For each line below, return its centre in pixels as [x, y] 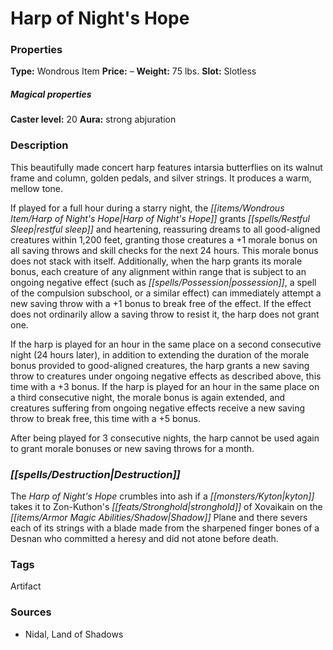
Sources [31, 612]
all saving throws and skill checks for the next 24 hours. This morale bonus [164, 250]
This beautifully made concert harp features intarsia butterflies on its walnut [166, 167]
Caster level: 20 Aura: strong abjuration [93, 119]
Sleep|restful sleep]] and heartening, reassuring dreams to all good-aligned [165, 229]
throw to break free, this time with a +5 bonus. [105, 418]
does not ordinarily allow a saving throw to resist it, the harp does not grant [165, 314]
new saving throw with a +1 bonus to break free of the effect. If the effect [161, 303]
